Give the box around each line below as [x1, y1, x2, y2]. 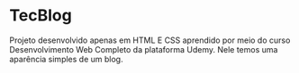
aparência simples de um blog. [9, 53, 123, 64]
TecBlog [9, 5, 72, 26]
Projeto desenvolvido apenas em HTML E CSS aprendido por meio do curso [9, 35, 291, 45]
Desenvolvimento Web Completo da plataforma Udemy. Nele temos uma [9, 44, 278, 54]
